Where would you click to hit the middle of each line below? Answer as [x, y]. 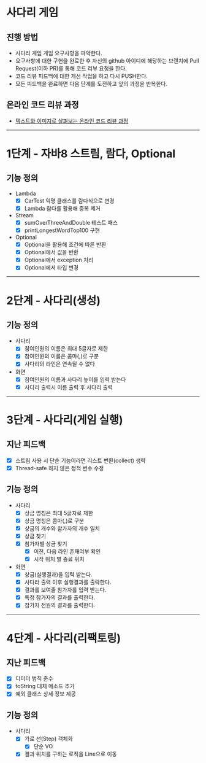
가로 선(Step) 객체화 [49, 739]
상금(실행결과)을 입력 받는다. [59, 574]
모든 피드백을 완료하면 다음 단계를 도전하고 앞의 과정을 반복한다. [91, 84]
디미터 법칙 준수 [34, 678]
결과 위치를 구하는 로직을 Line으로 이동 [71, 754]
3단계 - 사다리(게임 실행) [65, 420]
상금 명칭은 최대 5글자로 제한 [59, 513]
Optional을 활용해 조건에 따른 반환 [65, 245]
